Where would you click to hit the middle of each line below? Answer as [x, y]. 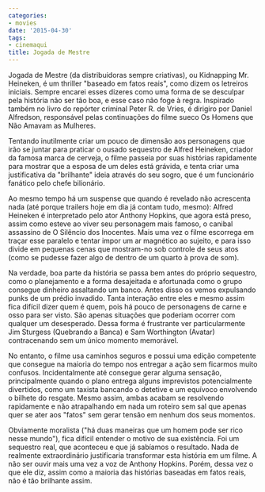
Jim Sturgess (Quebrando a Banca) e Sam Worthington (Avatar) [112, 332]
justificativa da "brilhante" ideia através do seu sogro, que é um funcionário [131, 175]
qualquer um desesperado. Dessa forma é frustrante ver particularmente [127, 323]
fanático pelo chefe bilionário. [57, 183]
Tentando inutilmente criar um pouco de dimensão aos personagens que [127, 141]
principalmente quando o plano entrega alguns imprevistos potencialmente [130, 381]
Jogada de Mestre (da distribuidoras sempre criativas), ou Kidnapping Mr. [129, 75]
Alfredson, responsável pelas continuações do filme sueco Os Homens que [131, 117]
